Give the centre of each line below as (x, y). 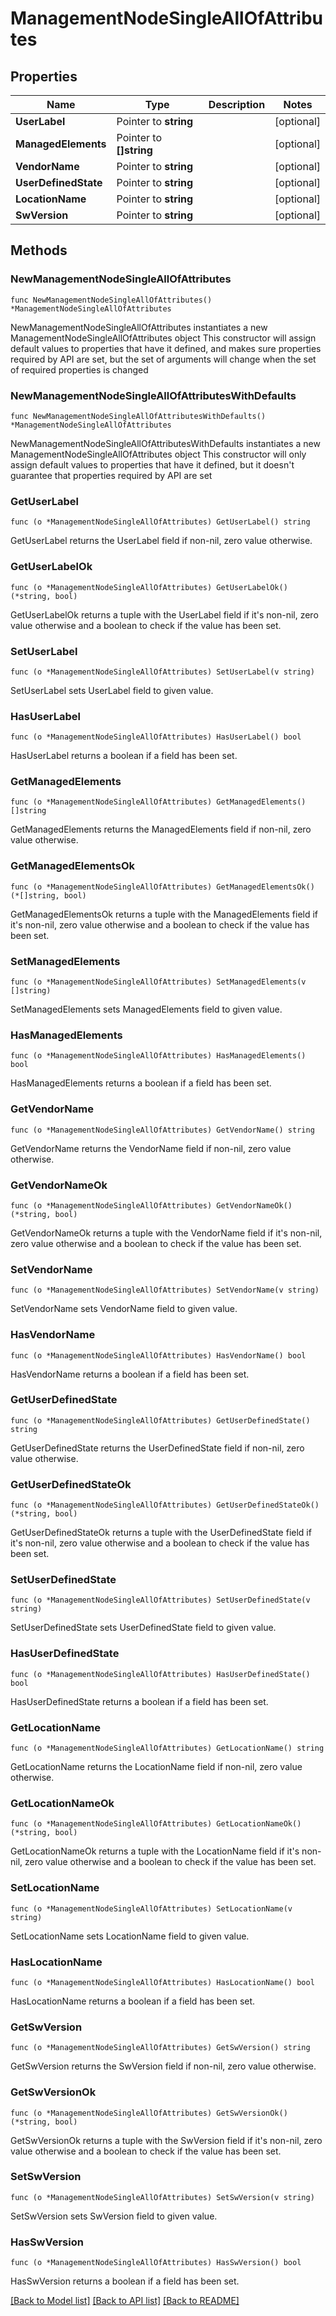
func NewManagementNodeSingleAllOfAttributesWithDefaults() (138, 416)
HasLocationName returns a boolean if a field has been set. (133, 2001)
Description (237, 104)
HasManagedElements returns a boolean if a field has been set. (141, 1083)
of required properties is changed (79, 369)
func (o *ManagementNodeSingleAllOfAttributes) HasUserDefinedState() (160, 1674)
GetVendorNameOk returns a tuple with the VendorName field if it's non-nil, (166, 1233)
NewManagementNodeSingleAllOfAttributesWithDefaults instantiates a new (165, 443)
